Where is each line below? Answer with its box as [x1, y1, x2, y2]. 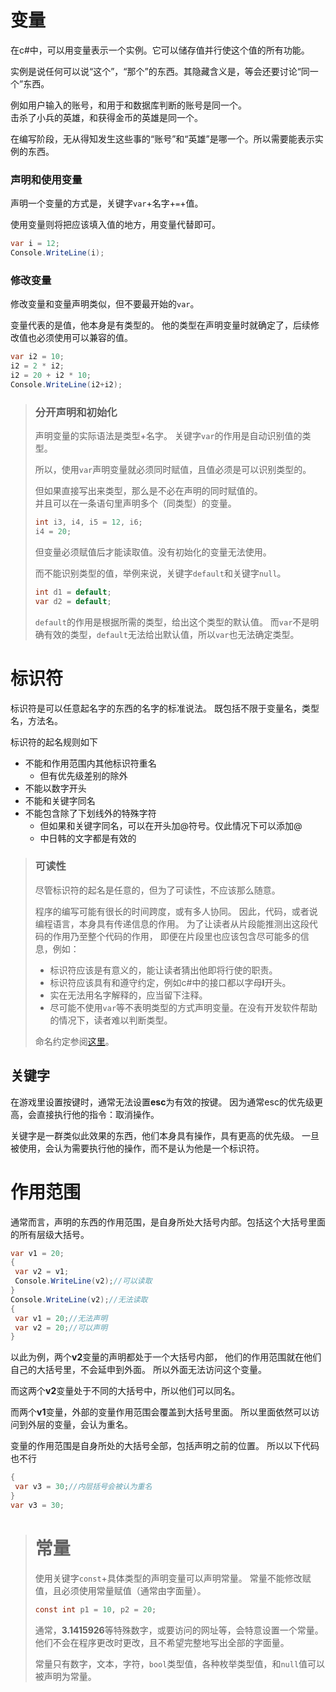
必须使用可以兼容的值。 [36, 332, 133, 344]
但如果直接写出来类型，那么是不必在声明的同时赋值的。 [34, 485, 263, 497]
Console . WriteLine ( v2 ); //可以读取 [14, 1276, 153, 1286]
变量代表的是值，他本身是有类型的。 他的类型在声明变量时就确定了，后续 [10, 319, 311, 331]
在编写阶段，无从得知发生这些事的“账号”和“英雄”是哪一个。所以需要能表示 [10, 132, 315, 145]
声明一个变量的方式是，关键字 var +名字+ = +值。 [10, 197, 204, 210]
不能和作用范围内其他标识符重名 [24, 757, 157, 769]
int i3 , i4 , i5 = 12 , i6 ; [34, 517, 143, 528]
